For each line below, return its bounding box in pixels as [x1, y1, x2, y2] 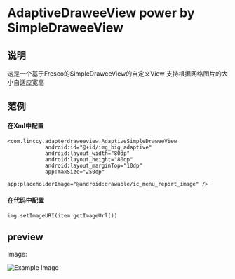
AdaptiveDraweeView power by [7, 5, 195, 21]
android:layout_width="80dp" [44, 149, 130, 157]
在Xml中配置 [7, 121, 44, 130]
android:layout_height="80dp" [44, 156, 133, 163]
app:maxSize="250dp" [44, 168, 105, 175]
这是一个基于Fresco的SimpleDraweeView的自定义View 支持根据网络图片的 [7, 69, 222, 78]
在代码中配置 [7, 196, 44, 205]
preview [7, 231, 43, 243]
